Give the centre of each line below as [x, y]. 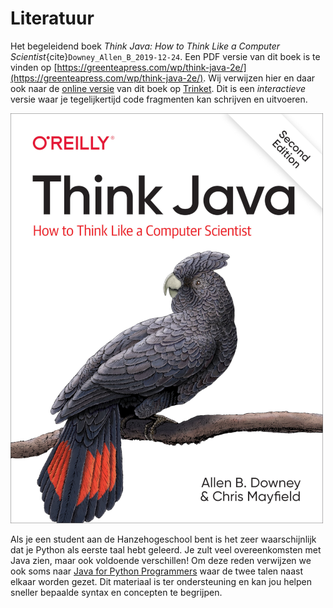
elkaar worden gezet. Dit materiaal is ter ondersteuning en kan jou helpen [161, 581]
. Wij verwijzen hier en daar [259, 78]
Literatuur [52, 18]
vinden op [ [34, 67]
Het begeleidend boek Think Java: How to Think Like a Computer [145, 46]
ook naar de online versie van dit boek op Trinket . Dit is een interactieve [158, 88]
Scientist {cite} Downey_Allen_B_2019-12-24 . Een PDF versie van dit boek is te [165, 56]
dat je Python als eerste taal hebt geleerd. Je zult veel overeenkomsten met [166, 549]
